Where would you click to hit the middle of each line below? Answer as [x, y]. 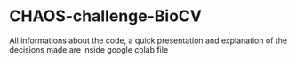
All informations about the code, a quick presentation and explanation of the [148, 40]
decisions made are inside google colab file [89, 49]
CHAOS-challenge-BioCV [106, 16]
